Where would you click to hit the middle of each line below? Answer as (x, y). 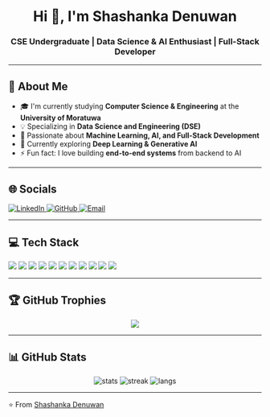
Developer (135, 52)
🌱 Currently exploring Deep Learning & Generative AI (108, 144)
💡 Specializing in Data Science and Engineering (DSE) (110, 126)
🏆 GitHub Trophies (57, 301)
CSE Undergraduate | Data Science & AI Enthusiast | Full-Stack (135, 42)
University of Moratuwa (61, 118)
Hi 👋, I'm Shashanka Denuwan (135, 17)
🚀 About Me (38, 87)
